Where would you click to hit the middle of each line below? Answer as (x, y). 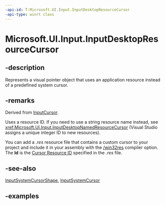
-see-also (21, 169)
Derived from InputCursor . (32, 113)
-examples (22, 196)
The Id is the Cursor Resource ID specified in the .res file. (64, 153)
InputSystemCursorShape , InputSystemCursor (53, 180)
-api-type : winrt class (30, 14)
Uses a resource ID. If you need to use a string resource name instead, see (82, 122)
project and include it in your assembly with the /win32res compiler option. (82, 147)
